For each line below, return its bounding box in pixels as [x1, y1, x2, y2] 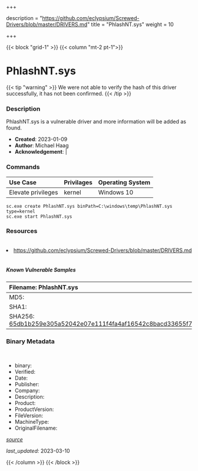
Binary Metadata [6, 337, 55, 345]
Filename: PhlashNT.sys [9, 283, 78, 291]
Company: [14, 387, 40, 394]
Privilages [64, 178, 93, 186]
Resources [6, 227, 38, 235]
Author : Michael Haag [14, 142, 69, 149]
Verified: [14, 369, 36, 376]
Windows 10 [98, 188, 134, 196]
